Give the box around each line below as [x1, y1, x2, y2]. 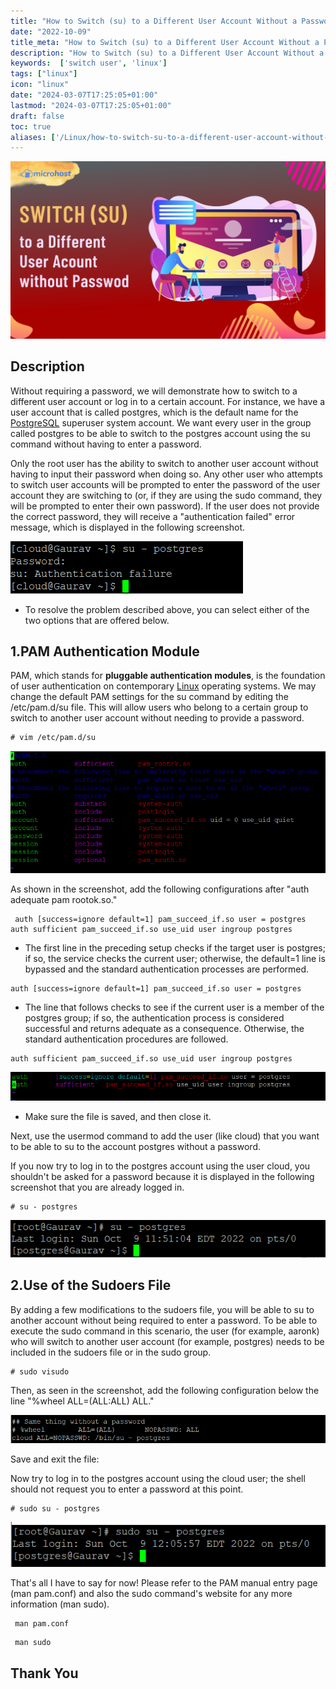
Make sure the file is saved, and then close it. [24, 1111, 212, 1123]
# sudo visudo [10, 1366, 70, 1377]
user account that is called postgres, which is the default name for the [10, 406, 299, 418]
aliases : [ [10, 132, 56, 142]
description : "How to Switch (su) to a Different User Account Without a [10, 48, 325, 58]
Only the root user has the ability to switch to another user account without [10, 457, 319, 469]
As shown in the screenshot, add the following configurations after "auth [10, 883, 310, 895]
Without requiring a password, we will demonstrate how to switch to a [10, 385, 298, 397]
